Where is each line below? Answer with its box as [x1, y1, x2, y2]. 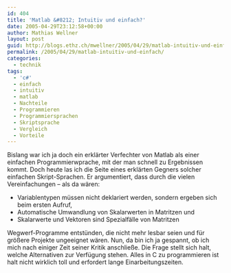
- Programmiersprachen [13, 112, 78, 119]
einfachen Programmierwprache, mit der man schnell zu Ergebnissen [7, 158, 203, 166]
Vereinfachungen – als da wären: [7, 180, 100, 188]
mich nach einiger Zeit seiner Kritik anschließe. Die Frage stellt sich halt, [7, 243, 212, 252]
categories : [7, 55, 41, 62]
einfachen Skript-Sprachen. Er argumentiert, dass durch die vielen [7, 173, 195, 181]
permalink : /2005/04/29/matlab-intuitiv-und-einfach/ [7, 49, 165, 56]
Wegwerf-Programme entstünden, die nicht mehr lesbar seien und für [7, 229, 205, 237]
